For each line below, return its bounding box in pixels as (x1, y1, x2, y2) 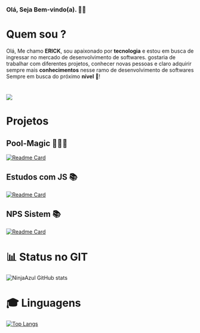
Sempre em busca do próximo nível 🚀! (6, 72, 100, 80)
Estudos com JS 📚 (6, 172, 78, 182)
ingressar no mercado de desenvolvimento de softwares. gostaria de (6, 53, 176, 60)
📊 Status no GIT (6, 250, 88, 264)
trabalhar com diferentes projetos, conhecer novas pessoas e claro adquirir (6, 60, 192, 67)
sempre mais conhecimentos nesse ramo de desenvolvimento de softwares (6, 66, 194, 74)
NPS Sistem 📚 (6, 209, 61, 219)
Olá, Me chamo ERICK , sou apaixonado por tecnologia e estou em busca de (6, 47, 194, 55)
